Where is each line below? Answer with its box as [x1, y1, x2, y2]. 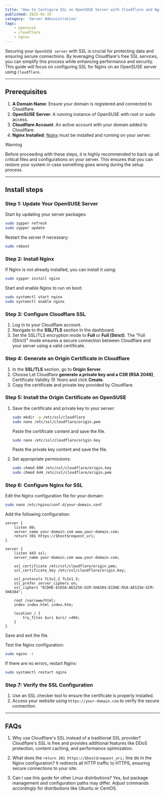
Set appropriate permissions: [12, 456, 71, 462]
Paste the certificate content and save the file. [12, 428, 106, 434]
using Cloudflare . [5, 69, 41, 75]
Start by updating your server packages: [5, 212, 87, 218]
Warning [5, 141, 22, 147]
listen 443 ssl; [14, 551, 48, 556]
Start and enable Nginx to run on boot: [5, 285, 82, 291]
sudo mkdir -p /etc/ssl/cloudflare [12, 414, 85, 420]
